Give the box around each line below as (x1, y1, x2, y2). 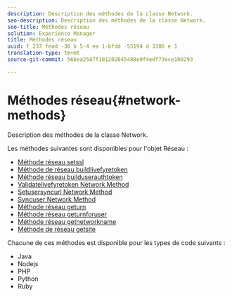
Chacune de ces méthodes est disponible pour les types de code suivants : (7, 238, 226, 246)
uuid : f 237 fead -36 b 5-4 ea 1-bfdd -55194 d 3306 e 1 (7, 43, 178, 50)
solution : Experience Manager (7, 29, 96, 37)
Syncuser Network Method (17, 194, 96, 204)
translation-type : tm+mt (7, 50, 80, 57)
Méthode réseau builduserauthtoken (17, 173, 123, 181)
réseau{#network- (70, 92, 181, 108)
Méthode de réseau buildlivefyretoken (17, 165, 128, 173)
